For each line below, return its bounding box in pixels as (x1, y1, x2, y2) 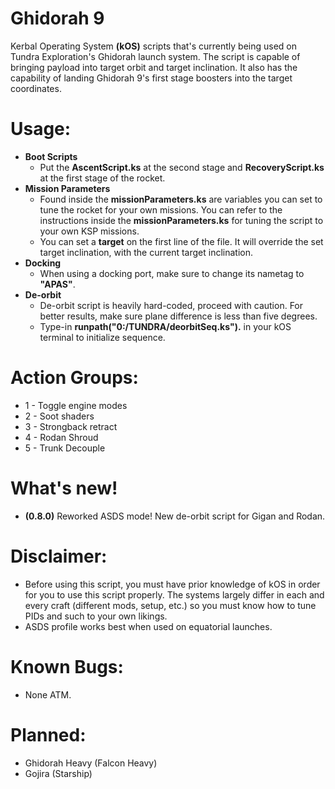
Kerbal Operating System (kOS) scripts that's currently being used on (10, 40, 297, 52)
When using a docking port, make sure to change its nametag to (39, 267, 305, 279)
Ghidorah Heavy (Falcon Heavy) (24, 757, 158, 769)
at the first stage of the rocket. (39, 172, 166, 184)
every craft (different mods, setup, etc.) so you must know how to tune (24, 599, 317, 611)
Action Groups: (10, 367, 139, 389)
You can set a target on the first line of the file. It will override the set (39, 235, 324, 247)
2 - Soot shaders (24, 410, 95, 422)
